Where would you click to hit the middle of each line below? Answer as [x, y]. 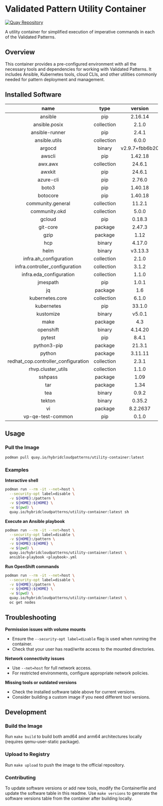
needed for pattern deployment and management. [55, 79]
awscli [48, 156]
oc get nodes [23, 603]
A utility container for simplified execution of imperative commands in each [80, 32]
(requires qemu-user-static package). [42, 742]
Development [26, 712]
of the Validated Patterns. [30, 37]
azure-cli [48, 180]
